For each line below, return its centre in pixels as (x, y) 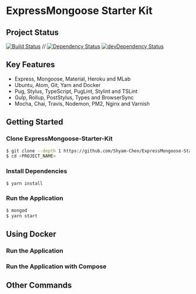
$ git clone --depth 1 (34, 151)
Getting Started (35, 122)
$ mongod (17, 210)
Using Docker (31, 234)
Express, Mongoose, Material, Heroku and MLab (73, 79)
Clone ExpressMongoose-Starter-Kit (59, 139)
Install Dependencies (37, 171)
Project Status (33, 32)
